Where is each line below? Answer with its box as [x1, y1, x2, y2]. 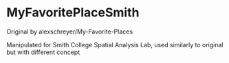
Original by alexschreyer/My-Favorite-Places [6, 27, 133, 36]
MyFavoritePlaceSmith [6, 5, 140, 21]
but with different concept [6, 48, 80, 56]
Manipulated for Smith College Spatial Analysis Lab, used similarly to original [6, 40, 223, 49]
